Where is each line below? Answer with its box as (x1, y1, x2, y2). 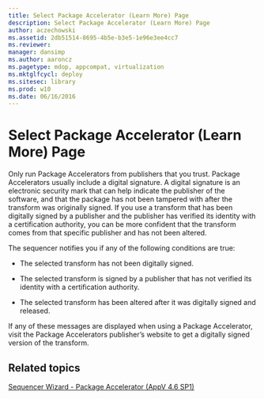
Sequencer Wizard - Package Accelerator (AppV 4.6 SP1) (8, 382, 195, 391)
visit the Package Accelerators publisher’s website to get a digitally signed (8, 329, 251, 340)
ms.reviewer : (8, 41, 51, 49)
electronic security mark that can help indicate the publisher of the (8, 186, 225, 196)
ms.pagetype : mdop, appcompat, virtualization (8, 63, 164, 71)
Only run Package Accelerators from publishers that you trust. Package (8, 169, 241, 179)
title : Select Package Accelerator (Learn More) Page (8, 11, 190, 20)
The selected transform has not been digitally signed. (19, 258, 194, 269)
